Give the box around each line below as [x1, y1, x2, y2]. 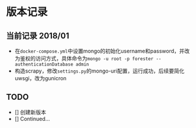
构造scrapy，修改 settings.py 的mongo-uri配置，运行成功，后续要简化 [14, 67, 185, 74]
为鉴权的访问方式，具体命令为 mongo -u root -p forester [14, 55, 153, 62]
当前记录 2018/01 [6, 31, 70, 41]
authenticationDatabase [14, 61, 74, 67]
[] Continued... [14, 115, 50, 122]
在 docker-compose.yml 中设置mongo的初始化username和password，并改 [14, 48, 190, 54]
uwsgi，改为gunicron [14, 75, 67, 81]
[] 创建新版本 [14, 109, 46, 116]
